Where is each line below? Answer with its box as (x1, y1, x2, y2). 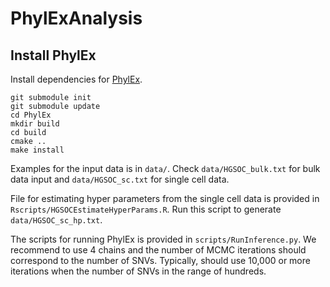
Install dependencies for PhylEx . (10, 73, 143, 85)
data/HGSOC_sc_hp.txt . (10, 214, 103, 226)
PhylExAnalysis (10, 7, 143, 30)
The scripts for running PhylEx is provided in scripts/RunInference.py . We (10, 233, 317, 245)
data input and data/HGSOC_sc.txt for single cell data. (10, 173, 230, 185)
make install (10, 145, 65, 155)
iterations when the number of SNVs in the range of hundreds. (10, 265, 267, 277)
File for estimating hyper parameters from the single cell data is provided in (10, 193, 320, 204)
